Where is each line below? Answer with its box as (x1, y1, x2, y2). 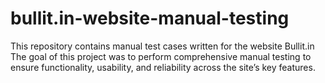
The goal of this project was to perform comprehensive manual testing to (10, 50, 312, 62)
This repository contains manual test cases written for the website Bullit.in (10, 40, 315, 52)
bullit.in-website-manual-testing (10, 7, 290, 30)
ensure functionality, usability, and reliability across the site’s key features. (10, 61, 316, 73)
